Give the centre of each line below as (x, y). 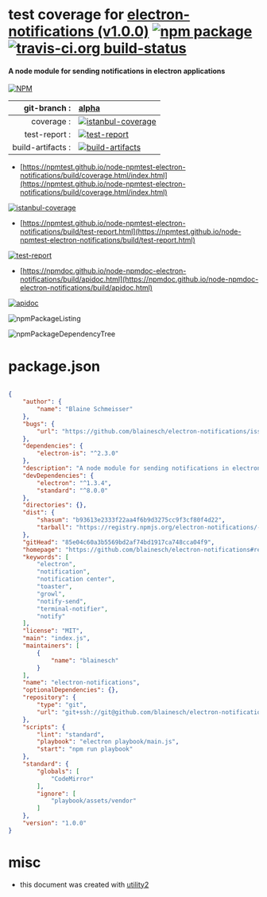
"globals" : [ (58, 771)
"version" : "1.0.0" (55, 823)
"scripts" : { (44, 727)
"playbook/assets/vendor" (93, 801)
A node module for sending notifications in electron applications (117, 71)
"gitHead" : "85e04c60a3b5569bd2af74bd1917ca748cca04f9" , (119, 542)
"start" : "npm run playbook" (85, 749)
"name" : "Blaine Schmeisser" (85, 410)
